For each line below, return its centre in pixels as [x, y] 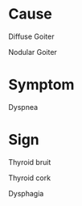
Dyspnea [23, 107]
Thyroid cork [29, 178]
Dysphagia [26, 193]
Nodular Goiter [33, 52]
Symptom [41, 85]
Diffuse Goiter [31, 36]
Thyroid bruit [30, 162]
